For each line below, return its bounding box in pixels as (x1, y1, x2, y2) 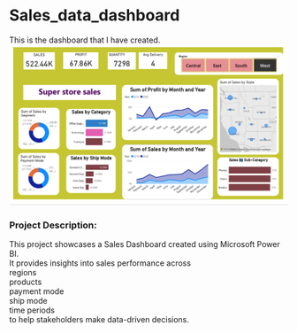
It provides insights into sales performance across (9, 258, 192, 268)
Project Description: (9, 219, 97, 231)
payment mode (9, 286, 65, 297)
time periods (9, 305, 56, 315)
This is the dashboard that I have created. (9, 35, 161, 45)
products (9, 276, 42, 288)
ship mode (9, 296, 48, 306)
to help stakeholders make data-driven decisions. (9, 314, 190, 325)
